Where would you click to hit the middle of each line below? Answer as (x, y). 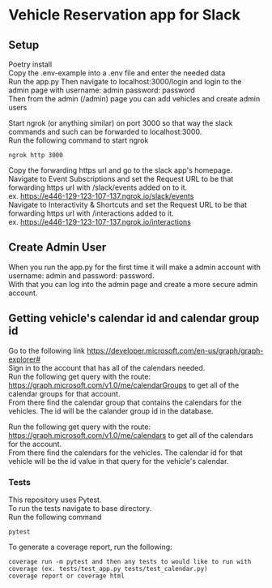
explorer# (25, 359)
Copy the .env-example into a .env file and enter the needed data (117, 73)
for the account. (35, 444)
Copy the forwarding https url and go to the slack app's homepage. (121, 170)
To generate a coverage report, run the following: (90, 547)
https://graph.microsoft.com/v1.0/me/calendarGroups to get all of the (124, 385)
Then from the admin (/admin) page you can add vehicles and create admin (134, 99)
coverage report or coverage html (67, 576)
